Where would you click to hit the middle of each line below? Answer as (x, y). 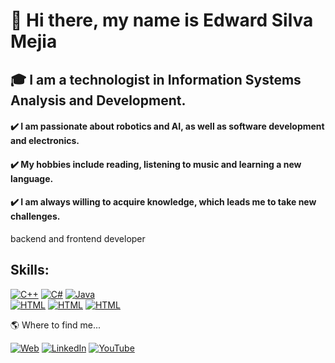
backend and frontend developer (78, 238)
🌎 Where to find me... (56, 325)
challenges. (35, 216)
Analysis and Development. (98, 100)
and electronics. (45, 141)
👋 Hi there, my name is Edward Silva (162, 20)
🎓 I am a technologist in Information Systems (156, 79)
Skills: (30, 270)
